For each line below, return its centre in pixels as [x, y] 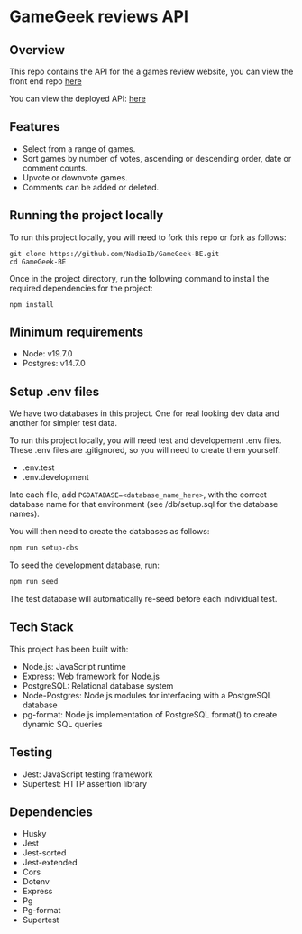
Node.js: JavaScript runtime [74, 666]
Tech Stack [41, 628]
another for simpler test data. [63, 423]
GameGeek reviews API [99, 17]
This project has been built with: [69, 649]
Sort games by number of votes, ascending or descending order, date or [157, 158]
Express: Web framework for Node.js [91, 676]
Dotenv [36, 882]
